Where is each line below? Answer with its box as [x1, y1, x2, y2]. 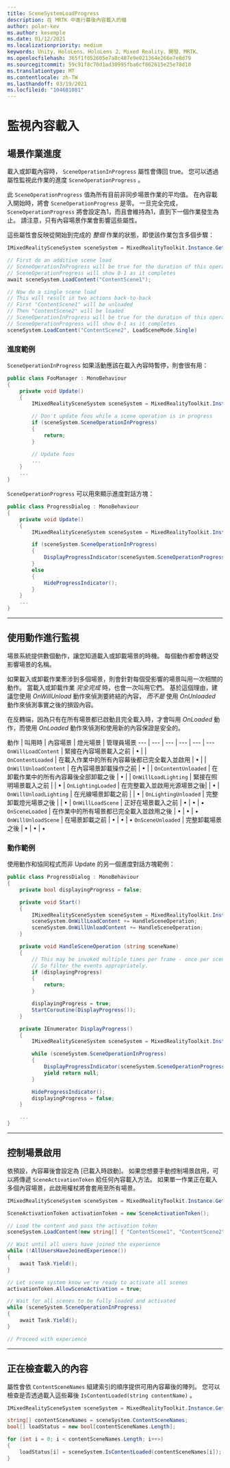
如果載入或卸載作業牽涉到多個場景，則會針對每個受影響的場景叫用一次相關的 [7, 674, 223, 683]
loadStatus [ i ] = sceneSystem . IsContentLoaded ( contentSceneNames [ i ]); [19, 1448, 222, 1456]
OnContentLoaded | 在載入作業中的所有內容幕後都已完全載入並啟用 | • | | [7, 755, 207, 764]
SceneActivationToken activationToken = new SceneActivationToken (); [7, 1210, 210, 1217]
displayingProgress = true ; [31, 1000, 112, 1007]
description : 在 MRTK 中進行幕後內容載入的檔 [7, 16, 127, 23]
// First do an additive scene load [7, 257, 112, 264]
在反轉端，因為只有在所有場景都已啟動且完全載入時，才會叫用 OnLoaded [7, 715, 213, 723]
